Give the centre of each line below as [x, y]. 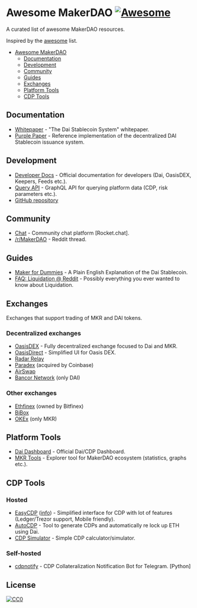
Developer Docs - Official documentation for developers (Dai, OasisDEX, [103, 175]
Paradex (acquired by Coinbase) [54, 365]
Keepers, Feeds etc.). [41, 181]
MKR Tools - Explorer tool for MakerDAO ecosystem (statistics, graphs [101, 458]
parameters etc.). [36, 194]
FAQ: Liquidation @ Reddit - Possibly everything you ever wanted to [97, 278]
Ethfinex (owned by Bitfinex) [49, 406]
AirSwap [25, 372]
